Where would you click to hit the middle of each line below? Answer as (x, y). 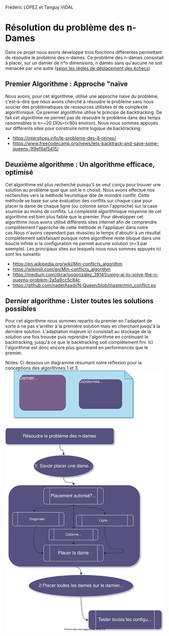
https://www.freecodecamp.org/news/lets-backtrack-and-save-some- (86, 143)
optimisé (19, 172)
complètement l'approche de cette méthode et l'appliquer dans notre (77, 227)
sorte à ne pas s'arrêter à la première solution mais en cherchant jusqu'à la (83, 326)
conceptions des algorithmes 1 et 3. (42, 368)
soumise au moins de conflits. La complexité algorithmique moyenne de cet (83, 211)
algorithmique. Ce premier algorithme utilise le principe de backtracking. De (84, 112)
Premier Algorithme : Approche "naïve (67, 84)
